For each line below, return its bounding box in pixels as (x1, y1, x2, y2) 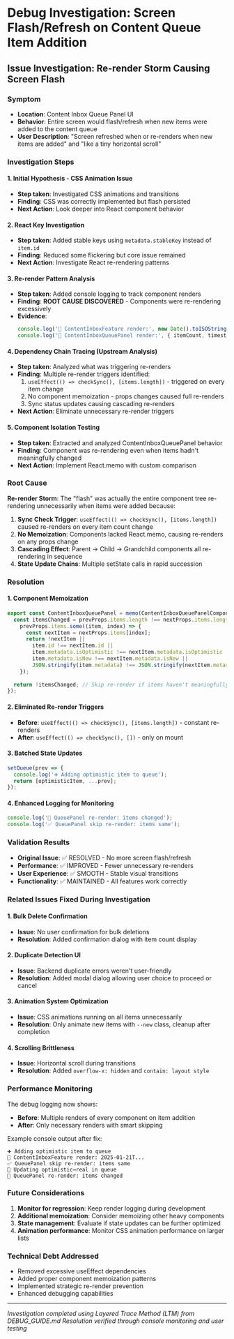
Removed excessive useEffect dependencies (17, 1267, 146, 1276)
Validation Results (7, 837, 70, 847)
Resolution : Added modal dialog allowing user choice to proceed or (17, 973, 212, 982)
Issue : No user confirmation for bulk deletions (17, 927, 150, 936)
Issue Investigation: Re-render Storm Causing (7, 62, 210, 74)
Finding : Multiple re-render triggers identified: (17, 370, 150, 378)
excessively (17, 305, 52, 313)
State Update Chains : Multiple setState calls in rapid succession (17, 560, 203, 568)
